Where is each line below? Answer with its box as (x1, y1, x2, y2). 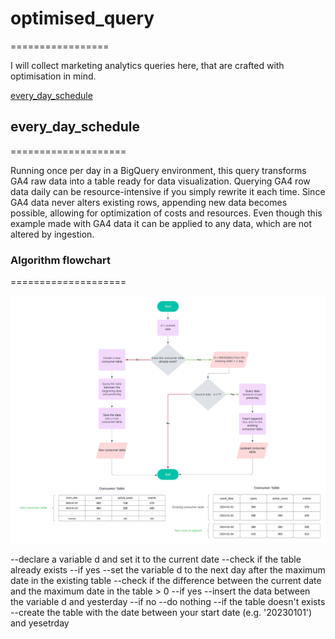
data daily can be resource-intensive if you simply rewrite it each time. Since (10, 185, 326, 197)
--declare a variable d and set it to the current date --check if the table (10, 553, 302, 566)
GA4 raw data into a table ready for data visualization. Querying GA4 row (10, 175, 311, 187)
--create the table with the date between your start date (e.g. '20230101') (10, 607, 313, 619)
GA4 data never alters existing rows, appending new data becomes (10, 196, 288, 208)
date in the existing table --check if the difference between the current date (10, 575, 322, 587)
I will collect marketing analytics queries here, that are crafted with (10, 59, 285, 71)
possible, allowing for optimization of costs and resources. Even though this (10, 207, 323, 219)
